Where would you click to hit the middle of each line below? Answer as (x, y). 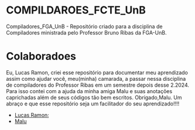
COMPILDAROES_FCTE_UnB (76, 10)
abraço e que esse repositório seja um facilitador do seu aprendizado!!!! (93, 104)
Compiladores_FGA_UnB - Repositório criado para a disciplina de (84, 26)
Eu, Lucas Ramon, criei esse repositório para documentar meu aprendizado (97, 72)
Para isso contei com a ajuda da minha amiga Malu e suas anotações (89, 91)
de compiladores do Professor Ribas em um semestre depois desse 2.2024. (97, 85)
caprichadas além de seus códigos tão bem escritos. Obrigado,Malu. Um (94, 97)
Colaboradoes (41, 57)
